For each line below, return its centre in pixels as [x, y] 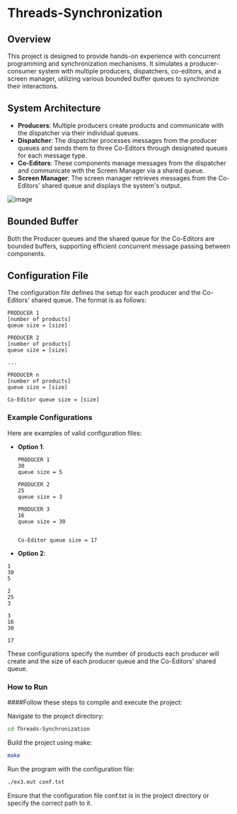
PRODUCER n [23, 375]
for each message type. [52, 155]
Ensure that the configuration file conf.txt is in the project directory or [108, 795]
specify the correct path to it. [50, 803]
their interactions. [33, 86]
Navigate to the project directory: [56, 716]
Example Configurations [50, 417]
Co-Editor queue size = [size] [53, 400]
